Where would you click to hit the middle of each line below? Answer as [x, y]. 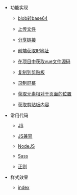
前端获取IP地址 [33, 51]
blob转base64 [33, 18]
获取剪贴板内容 [33, 105]
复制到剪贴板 [31, 72]
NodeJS [26, 146]
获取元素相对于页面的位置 [45, 94]
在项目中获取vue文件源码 [44, 61]
